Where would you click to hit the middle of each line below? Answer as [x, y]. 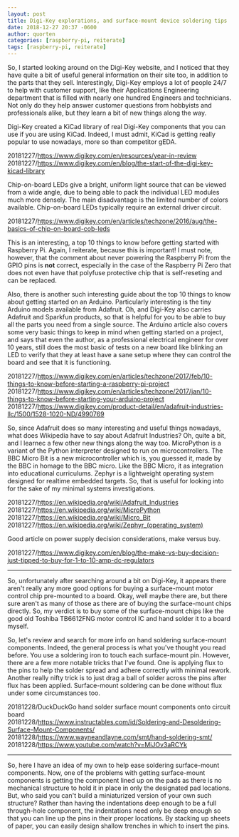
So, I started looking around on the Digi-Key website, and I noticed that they [118, 67]
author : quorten [31, 34]
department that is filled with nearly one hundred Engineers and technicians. [119, 98]
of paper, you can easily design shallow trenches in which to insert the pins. [118, 826]
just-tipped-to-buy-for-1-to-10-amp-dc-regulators [81, 560]
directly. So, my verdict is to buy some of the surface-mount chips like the [116, 611]
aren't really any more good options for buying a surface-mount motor [110, 588]
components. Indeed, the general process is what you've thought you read [117, 647]
